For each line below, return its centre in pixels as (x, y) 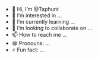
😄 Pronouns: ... (31, 43)
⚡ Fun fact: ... (28, 50)
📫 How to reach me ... (39, 35)
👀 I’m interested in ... (37, 15)
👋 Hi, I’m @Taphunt (35, 9)
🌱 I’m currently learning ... (43, 22)
